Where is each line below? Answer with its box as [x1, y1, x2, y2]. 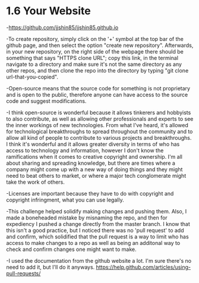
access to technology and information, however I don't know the [6, 147, 164, 154]
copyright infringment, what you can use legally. [6, 196, 124, 203]
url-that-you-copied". [6, 73, 58, 80]
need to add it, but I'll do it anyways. [6, 263, 95, 271]
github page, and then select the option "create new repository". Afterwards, [6, 42, 194, 49]
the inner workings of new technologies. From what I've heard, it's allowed [6, 121, 189, 128]
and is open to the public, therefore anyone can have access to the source [6, 91, 188, 98]
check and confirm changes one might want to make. [6, 246, 137, 253]
